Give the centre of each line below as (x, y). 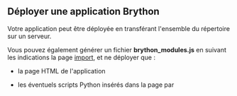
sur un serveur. (29, 36)
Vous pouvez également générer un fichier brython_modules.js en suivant (117, 49)
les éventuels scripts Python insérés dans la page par (96, 85)
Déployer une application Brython (83, 12)
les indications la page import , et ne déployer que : (82, 57)
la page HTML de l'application (61, 71)
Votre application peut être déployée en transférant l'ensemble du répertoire (119, 28)
